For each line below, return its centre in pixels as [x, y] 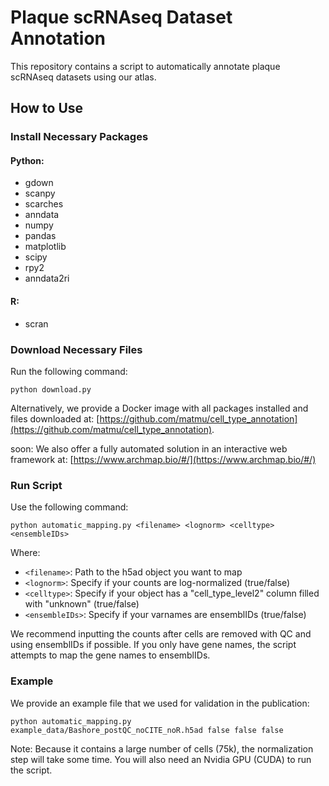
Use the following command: [69, 507]
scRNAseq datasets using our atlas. [83, 77]
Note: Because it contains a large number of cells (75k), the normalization [162, 748]
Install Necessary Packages [79, 137]
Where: [25, 553]
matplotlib [45, 247]
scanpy [40, 193]
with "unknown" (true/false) [82, 604]
